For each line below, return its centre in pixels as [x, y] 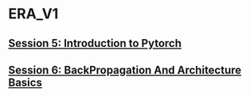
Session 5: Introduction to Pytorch [95, 43]
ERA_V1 [33, 14]
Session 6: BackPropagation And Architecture [125, 70]
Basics [25, 82]
